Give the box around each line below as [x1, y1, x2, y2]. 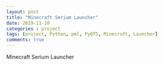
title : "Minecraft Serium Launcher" [6, 14, 98, 20]
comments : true [6, 37, 45, 43]
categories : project [6, 25, 61, 32]
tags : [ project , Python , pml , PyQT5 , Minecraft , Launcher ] [6, 31, 158, 37]
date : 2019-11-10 [6, 20, 50, 26]
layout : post [6, 8, 39, 15]
